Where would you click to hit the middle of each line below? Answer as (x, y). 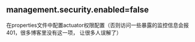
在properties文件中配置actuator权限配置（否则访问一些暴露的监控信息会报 (97, 25)
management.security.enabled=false (77, 10)
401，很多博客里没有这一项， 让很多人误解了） (64, 32)
